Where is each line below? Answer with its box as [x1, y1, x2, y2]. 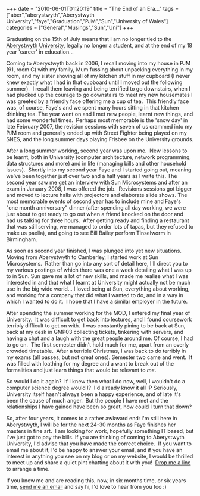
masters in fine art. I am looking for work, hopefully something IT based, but [6, 428, 194, 434]
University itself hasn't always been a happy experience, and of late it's [6, 391, 182, 398]
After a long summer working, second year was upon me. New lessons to [6, 147, 187, 154]
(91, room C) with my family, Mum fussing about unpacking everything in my [6, 66, 193, 73]
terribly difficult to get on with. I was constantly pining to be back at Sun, [6, 322, 186, 329]
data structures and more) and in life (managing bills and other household [6, 160, 186, 167]
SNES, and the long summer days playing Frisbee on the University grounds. [6, 136, 194, 142]
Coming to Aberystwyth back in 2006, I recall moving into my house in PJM [6, 60, 190, 67]
